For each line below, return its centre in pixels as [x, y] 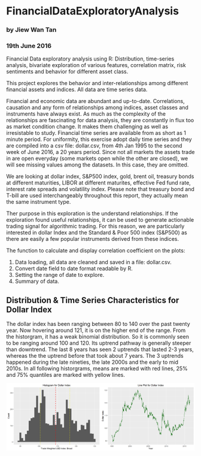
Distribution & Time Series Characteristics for [93, 300]
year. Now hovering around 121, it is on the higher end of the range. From [96, 330]
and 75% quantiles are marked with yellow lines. [66, 375]
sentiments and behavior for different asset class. [67, 72]
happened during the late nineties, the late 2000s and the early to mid [92, 362]
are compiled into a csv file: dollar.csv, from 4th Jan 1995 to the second [94, 146]
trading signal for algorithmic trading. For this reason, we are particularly [95, 227]
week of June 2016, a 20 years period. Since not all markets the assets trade [100, 152]
